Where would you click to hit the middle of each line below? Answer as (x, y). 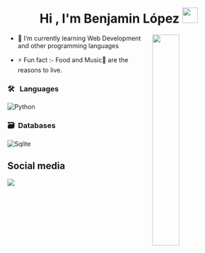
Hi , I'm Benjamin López (110, 19)
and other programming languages (68, 45)
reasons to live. (40, 70)
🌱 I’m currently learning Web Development (79, 38)
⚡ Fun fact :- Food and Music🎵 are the (73, 59)
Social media (36, 166)
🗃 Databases (31, 126)
